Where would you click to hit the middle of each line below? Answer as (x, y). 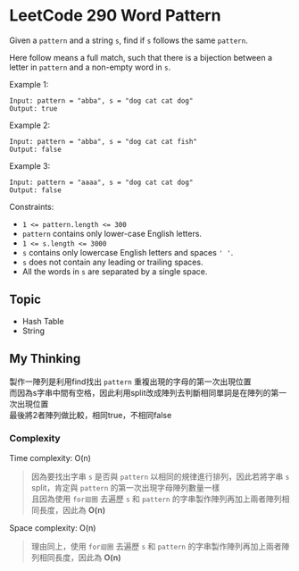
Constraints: (32, 206)
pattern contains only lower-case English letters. (112, 233)
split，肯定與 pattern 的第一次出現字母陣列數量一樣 (125, 487)
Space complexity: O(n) (53, 527)
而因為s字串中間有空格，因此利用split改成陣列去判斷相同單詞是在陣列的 (140, 392)
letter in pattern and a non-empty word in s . (90, 67)
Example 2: (30, 125)
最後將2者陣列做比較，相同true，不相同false (91, 415)
